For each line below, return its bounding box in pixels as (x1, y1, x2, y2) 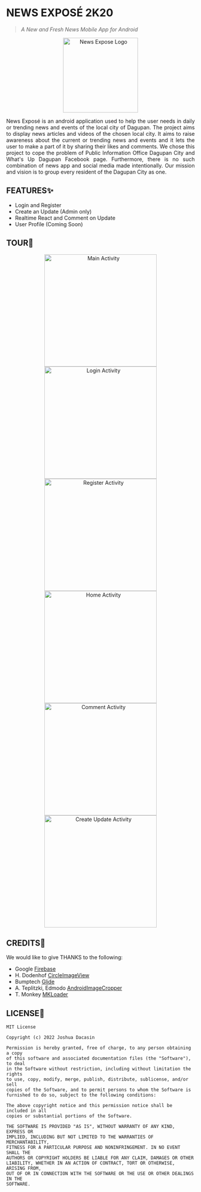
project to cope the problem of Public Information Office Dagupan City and (6, 149, 195, 156)
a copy (6, 1050, 23, 1056)
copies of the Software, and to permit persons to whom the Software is (6, 1087, 191, 1093)
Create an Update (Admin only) (14, 208, 92, 215)
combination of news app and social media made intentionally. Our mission (6, 162, 195, 169)
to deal (6, 1061, 26, 1067)
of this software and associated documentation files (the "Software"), (6, 1056, 191, 1062)
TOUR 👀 (6, 238, 34, 248)
